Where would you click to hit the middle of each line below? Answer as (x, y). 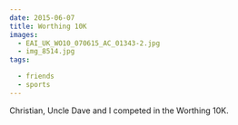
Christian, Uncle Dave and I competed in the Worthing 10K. (119, 111)
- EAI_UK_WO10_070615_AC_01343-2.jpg (89, 43)
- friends (36, 77)
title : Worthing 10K (49, 26)
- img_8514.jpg (46, 52)
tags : (20, 60)
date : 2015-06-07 (42, 18)
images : (24, 34)
